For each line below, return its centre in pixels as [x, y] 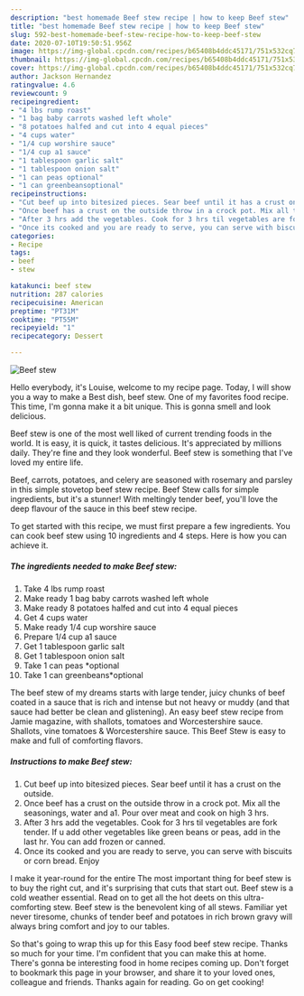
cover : [23, 69]
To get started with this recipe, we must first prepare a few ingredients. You [151, 526]
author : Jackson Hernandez [61, 77]
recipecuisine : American [57, 303]
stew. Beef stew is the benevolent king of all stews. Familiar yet [170, 907]
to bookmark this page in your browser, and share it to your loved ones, [143, 973]
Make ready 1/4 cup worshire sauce [90, 627]
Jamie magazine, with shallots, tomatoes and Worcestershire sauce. [137, 721]
